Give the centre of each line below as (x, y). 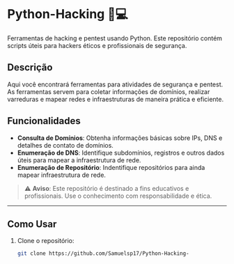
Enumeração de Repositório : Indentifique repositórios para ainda (111, 167)
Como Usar (32, 224)
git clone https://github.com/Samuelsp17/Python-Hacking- (103, 254)
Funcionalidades (44, 121)
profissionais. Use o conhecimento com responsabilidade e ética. (118, 196)
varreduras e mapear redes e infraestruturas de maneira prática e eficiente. (116, 99)
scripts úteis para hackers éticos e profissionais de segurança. (97, 45)
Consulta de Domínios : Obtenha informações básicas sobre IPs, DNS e (120, 138)
